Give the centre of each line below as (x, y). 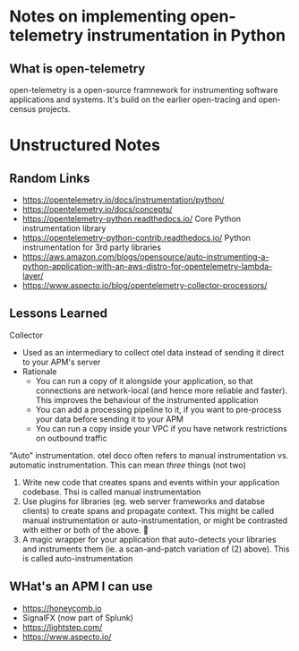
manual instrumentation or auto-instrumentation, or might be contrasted (155, 520)
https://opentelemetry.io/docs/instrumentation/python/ (123, 200)
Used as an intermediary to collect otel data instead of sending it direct (153, 352)
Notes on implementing (98, 17)
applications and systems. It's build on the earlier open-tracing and (133, 99)
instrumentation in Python (186, 35)
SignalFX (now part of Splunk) (78, 617)
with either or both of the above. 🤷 (85, 529)
